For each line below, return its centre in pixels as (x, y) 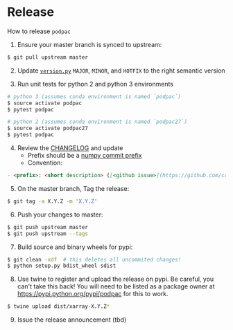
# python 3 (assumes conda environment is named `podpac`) (94, 97)
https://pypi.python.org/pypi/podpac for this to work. (93, 294)
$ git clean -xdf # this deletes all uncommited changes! (94, 259)
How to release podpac (39, 31)
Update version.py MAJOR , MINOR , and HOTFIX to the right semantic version (121, 71)
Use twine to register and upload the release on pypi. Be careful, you (115, 279)
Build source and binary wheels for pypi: (75, 247)
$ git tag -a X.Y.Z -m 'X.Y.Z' (52, 201)
